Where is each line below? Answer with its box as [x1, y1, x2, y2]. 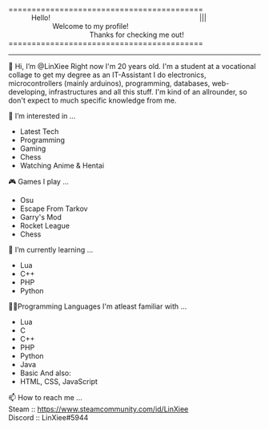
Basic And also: [19, 368, 72, 378]
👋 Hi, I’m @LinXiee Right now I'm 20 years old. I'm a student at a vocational [8, 62, 256, 71]
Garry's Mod [19, 212, 62, 221]
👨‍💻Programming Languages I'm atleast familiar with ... [8, 302, 187, 311]
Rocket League [19, 221, 70, 230]
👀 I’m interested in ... [8, 111, 76, 120]
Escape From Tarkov [19, 204, 88, 213]
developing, [8, 87, 47, 96]
